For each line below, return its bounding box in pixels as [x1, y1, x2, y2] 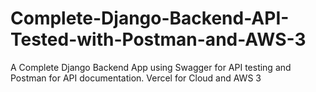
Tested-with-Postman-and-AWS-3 [10, 28, 307, 51]
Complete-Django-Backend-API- [10, 7, 290, 30]
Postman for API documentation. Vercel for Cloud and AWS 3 [10, 72, 262, 84]
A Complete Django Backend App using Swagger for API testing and [10, 61, 292, 73]
